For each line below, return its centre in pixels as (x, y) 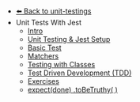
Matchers (43, 56)
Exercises (43, 81)
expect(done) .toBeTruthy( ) (73, 90)
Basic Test (44, 47)
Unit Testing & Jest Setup (69, 39)
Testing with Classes (61, 64)
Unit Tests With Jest (48, 23)
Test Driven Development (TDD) (79, 73)
